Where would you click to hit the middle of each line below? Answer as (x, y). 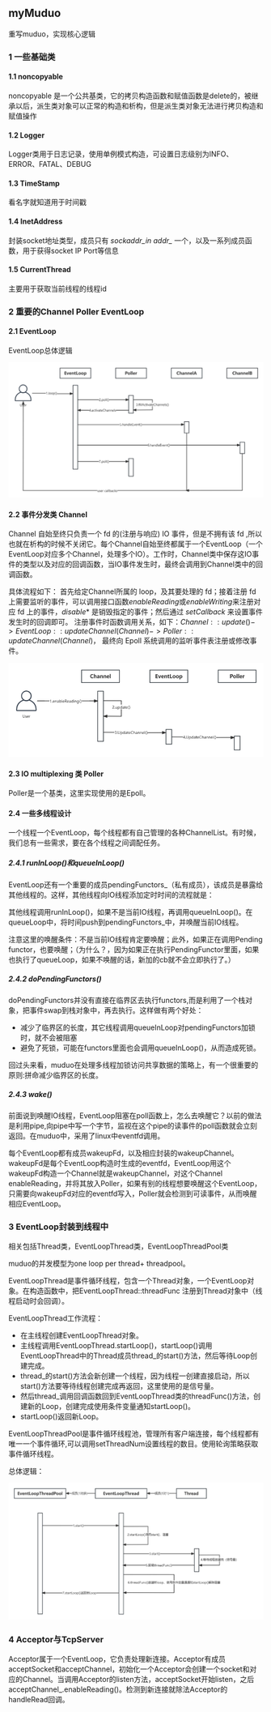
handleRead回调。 (39, 1699)
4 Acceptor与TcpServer (56, 1640)
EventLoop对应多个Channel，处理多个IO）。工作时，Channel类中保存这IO (130, 554)
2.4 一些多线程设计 (40, 813)
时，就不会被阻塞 (49, 1038)
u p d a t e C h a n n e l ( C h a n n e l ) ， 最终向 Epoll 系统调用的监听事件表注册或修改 (129, 641)
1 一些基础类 (32, 57)
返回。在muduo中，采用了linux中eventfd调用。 (87, 1136)
